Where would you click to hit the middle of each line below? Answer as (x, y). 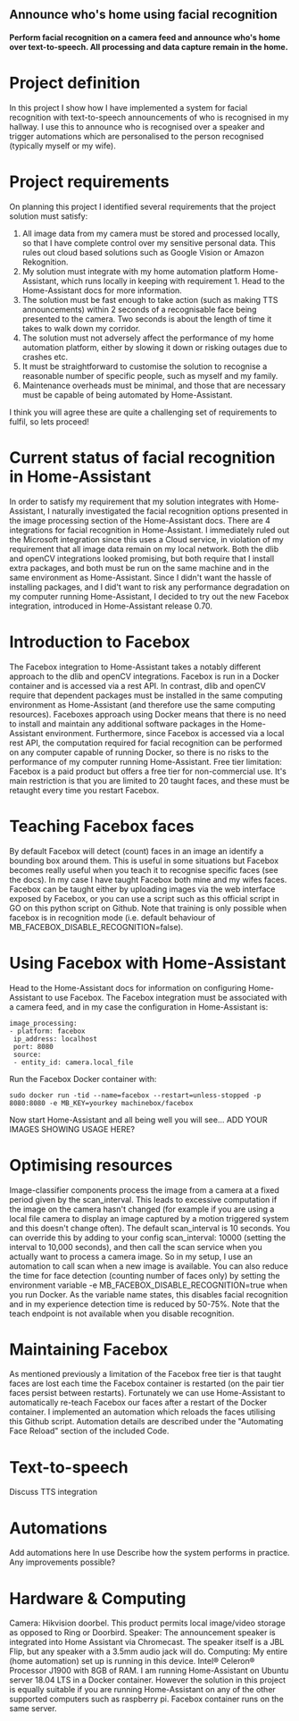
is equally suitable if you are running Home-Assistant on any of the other (143, 1690)
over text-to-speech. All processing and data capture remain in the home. (149, 46)
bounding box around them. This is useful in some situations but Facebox (144, 860)
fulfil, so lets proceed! (49, 421)
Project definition (75, 83)
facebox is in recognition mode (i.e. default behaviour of (112, 917)
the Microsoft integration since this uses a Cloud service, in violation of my (146, 539)
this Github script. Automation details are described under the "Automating (146, 1422)
